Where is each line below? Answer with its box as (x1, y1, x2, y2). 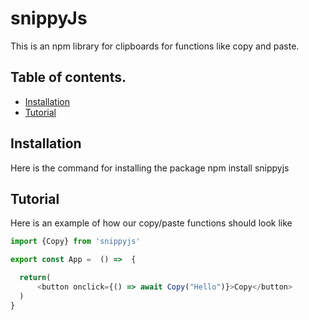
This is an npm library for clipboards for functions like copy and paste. (10, 40, 300, 52)
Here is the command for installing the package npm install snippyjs (10, 162, 290, 174)
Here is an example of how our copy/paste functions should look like (10, 217, 293, 229)
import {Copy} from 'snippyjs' (10, 237, 141, 247)
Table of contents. (10, 69, 127, 86)
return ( (19, 273, 52, 283)
